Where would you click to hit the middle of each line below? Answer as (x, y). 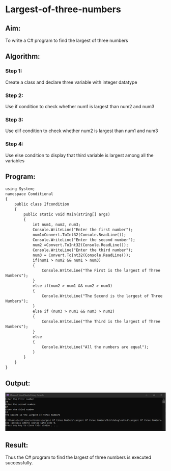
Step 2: (15, 95)
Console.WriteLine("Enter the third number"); (83, 250)
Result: (17, 445)
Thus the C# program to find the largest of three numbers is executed (78, 457)
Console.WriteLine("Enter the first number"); (83, 230)
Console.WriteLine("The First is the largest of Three (101, 271)
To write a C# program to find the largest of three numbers (67, 40)
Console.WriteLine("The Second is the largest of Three (102, 296)
